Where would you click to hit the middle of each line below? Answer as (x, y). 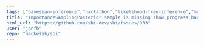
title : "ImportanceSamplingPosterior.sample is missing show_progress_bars (104, 17)
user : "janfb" (24, 28)
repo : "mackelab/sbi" (34, 34)
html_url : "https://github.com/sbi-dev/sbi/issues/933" (78, 23)
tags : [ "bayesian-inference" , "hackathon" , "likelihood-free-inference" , (99, 12)
